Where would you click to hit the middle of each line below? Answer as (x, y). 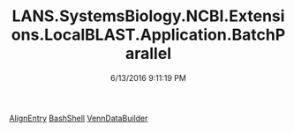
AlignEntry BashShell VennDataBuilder (79, 118)
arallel (148, 54)
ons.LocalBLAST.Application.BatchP (148, 35)
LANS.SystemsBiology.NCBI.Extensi (148, 16)
